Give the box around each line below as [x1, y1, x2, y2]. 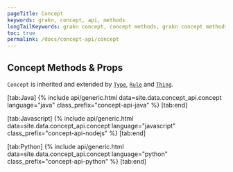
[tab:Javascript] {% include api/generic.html [7, 114, 134, 122]
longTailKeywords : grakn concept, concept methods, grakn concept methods [7, 23, 228, 30]
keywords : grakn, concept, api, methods [7, 17, 126, 24]
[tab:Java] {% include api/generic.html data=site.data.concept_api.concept [7, 93, 222, 101]
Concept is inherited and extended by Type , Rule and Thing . [7, 80, 174, 88]
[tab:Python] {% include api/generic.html [7, 142, 124, 150]
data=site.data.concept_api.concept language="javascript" [7, 121, 176, 130]
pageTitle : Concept [7, 10, 64, 17]
